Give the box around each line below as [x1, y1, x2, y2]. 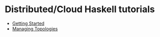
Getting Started [12, 20, 44, 26]
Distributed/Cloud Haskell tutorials [5, 4, 155, 15]
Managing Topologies [12, 25, 58, 31]
